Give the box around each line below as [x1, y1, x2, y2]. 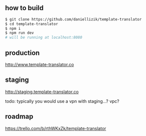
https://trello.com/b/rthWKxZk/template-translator [5, 125, 107, 131]
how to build [5, 4, 44, 12]
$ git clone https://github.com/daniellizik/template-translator [5, 17, 142, 22]
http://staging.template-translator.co [5, 89, 79, 94]
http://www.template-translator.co [5, 62, 74, 68]
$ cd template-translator [5, 22, 58, 26]
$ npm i [5, 26, 21, 31]
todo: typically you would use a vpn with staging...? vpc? [5, 98, 119, 104]
